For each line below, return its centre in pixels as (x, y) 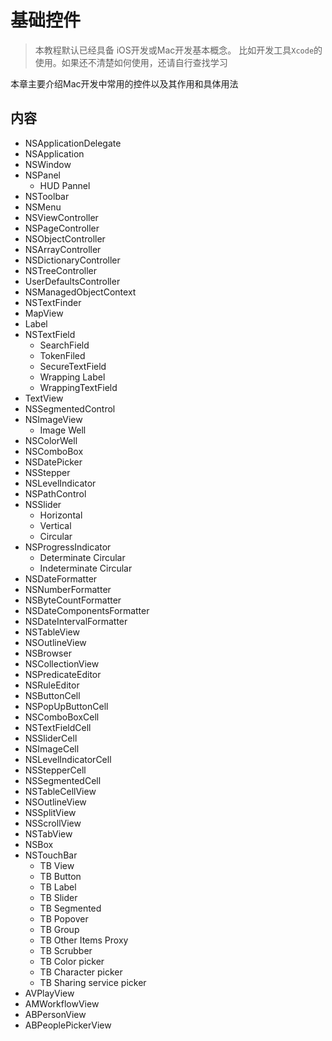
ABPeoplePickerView (68, 1025)
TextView (44, 398)
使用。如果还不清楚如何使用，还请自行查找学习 (131, 62)
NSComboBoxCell (62, 717)
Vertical (55, 525)
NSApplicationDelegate (73, 143)
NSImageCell (52, 748)
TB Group (59, 929)
